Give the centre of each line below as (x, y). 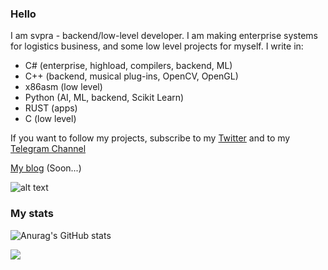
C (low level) (50, 119)
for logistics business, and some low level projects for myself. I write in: (157, 46)
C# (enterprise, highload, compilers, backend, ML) (128, 66)
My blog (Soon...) (46, 168)
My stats (32, 214)
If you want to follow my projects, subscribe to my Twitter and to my (150, 138)
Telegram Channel (48, 149)
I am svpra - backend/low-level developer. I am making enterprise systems (164, 36)
